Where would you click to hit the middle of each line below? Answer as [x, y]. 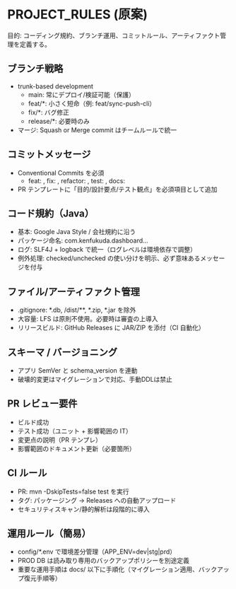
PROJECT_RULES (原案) [78, 14]
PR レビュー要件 [42, 404]
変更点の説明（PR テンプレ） [60, 440]
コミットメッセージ [49, 154]
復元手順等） [42, 578]
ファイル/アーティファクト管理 [73, 292]
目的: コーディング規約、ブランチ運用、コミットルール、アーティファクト [114, 35]
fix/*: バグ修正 [48, 112]
